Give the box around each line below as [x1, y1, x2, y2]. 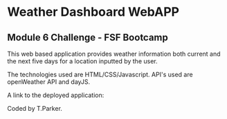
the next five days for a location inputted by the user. [7, 57, 158, 65]
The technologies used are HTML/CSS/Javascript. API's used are [7, 70, 193, 78]
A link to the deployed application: [7, 91, 105, 99]
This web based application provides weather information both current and [7, 50, 221, 58]
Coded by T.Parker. [7, 105, 62, 112]
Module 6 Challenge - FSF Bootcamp [7, 32, 168, 43]
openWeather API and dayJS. [7, 78, 91, 86]
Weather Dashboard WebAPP [7, 4, 180, 20]
